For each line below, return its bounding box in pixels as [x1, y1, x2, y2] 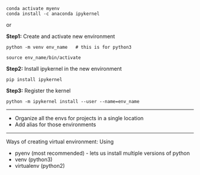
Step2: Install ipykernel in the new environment [6, 65, 122, 72]
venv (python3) [14, 156, 53, 163]
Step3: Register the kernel [6, 87, 71, 94]
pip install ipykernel [6, 77, 62, 83]
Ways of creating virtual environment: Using [6, 138, 114, 145]
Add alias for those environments [14, 121, 96, 128]
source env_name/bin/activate [6, 55, 82, 61]
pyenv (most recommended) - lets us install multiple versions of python [14, 149, 190, 157]
